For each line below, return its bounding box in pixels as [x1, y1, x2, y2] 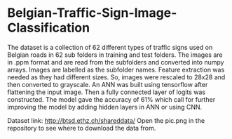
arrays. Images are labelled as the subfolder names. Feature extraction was [7, 65, 225, 74]
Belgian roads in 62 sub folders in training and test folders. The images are [7, 51, 223, 59]
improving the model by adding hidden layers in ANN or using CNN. [7, 102, 203, 111]
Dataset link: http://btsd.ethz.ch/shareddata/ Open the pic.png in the [7, 116, 205, 124]
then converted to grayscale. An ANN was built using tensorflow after [7, 80, 208, 88]
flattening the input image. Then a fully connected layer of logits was [7, 88, 205, 96]
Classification [7, 20, 90, 36]
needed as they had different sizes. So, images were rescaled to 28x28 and [7, 72, 226, 81]
